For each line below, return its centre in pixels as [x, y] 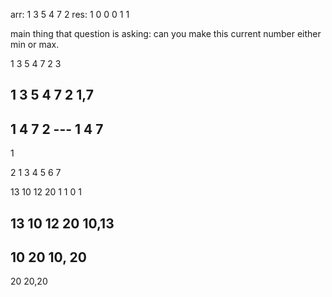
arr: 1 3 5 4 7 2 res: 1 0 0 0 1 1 [70, 14]
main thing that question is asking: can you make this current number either [166, 33]
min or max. [35, 44]
